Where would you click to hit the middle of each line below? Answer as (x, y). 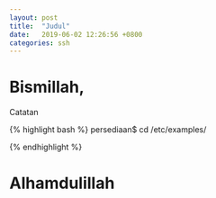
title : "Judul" (40, 26)
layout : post (34, 18)
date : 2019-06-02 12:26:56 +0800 (76, 34)
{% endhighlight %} (46, 147)
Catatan (24, 112)
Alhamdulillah (62, 183)
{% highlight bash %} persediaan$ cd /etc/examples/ (108, 130)
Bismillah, (47, 87)
